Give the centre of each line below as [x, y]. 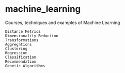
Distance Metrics [23, 31]
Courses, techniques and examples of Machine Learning [62, 23]
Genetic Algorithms [25, 66]
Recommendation [21, 61]
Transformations [22, 40]
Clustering [16, 49]
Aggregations [19, 44]
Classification [21, 57]
